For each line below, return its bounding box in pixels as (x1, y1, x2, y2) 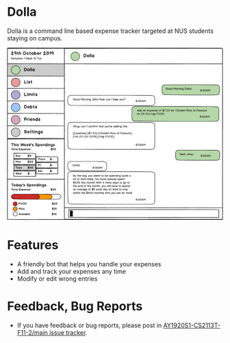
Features (7, 238, 59, 253)
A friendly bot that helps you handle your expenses (16, 259, 162, 268)
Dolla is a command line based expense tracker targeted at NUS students (7, 27, 214, 35)
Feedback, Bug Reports (7, 298, 143, 314)
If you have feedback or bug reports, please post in (16, 321, 162, 329)
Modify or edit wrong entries (16, 275, 98, 283)
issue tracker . (49, 328, 88, 336)
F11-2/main (16, 328, 48, 336)
